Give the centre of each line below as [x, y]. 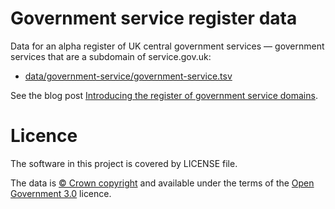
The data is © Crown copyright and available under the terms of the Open [162, 183]
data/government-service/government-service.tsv [128, 76]
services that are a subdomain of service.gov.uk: [111, 56]
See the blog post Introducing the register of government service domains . [164, 95]
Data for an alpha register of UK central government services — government [167, 46]
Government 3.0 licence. [61, 193]
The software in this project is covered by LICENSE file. [124, 163]
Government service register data [154, 18]
